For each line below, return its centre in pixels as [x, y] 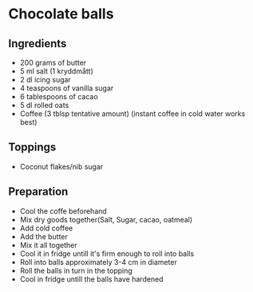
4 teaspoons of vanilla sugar [67, 88]
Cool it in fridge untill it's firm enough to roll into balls [107, 254]
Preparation [38, 192]
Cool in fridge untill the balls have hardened [91, 279]
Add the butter [43, 236]
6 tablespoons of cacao [59, 96]
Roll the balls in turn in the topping [76, 270]
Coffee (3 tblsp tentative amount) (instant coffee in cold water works [132, 114]
